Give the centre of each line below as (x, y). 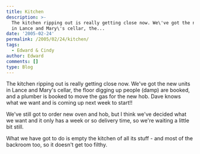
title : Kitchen (25, 12)
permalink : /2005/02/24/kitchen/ (48, 39)
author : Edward (25, 56)
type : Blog (20, 67)
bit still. (15, 127)
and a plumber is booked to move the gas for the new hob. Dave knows (94, 96)
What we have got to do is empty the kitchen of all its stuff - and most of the (100, 139)
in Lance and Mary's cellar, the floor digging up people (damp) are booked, (98, 90)
